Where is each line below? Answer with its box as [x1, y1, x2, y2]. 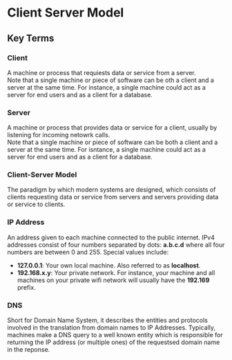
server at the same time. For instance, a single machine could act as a [7, 83, 206, 91]
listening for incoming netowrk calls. [7, 131, 110, 139]
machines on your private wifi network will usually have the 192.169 [17, 276, 210, 284]
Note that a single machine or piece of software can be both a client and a [7, 138, 218, 146]
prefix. [17, 283, 36, 291]
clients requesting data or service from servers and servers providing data [7, 193, 219, 201]
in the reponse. [7, 346, 50, 354]
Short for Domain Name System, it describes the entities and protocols [7, 316, 209, 325]
